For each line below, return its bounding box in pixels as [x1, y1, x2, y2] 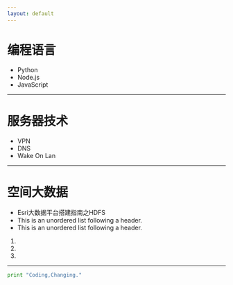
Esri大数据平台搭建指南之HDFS [17, 209, 106, 217]
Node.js [17, 73, 40, 81]
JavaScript [17, 80, 49, 89]
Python [17, 65, 38, 74]
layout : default [7, 10, 54, 17]
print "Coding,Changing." [7, 272, 82, 279]
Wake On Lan [17, 151, 56, 159]
